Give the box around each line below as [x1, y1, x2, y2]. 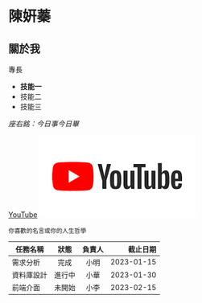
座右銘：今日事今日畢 [8, 119, 79, 129]
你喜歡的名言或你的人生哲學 [8, 227, 87, 235]
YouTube [8, 210, 38, 219]
